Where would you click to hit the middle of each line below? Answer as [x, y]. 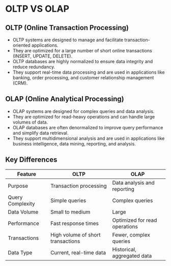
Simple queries [68, 200]
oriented [21, 45]
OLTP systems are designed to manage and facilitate [68, 40]
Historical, [124, 249]
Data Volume [23, 212]
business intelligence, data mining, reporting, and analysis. [74, 143]
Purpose [18, 186]
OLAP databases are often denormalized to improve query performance [88, 127]
